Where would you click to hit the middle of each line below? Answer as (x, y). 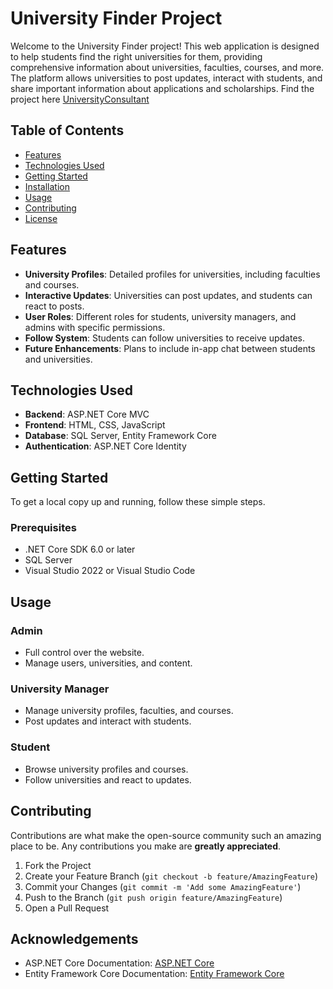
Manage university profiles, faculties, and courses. (129, 711)
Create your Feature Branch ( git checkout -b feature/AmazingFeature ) (171, 876)
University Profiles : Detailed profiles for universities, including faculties (172, 274)
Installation (47, 186)
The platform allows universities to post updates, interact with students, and (166, 78)
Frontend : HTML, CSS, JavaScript (95, 425)
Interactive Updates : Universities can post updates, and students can (168, 295)
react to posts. (54, 306)
